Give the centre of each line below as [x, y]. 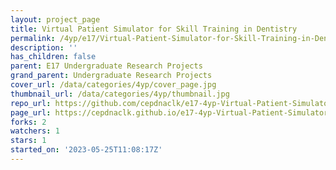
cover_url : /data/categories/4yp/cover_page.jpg [113, 85]
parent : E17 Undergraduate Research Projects [106, 66]
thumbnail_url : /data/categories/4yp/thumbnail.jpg [120, 94]
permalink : [33, 38]
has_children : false [53, 57]
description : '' [44, 47]
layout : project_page [55, 19]
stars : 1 [28, 141]
